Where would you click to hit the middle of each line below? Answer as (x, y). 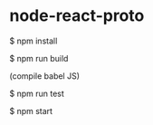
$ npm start (31, 111)
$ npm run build (39, 58)
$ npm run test (37, 93)
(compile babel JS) (44, 76)
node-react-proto (77, 16)
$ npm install (33, 41)
